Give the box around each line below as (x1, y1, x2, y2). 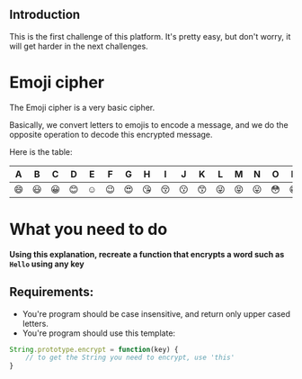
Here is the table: (9, 146, 74, 157)
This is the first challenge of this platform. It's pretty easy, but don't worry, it (9, 31, 291, 41)
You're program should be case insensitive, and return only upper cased (22, 308, 290, 319)
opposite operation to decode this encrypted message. (9, 129, 213, 140)
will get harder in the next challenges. (9, 41, 148, 51)
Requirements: (9, 284, 94, 300)
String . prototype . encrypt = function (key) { (9, 345, 179, 354)
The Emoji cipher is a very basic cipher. (9, 102, 155, 113)
